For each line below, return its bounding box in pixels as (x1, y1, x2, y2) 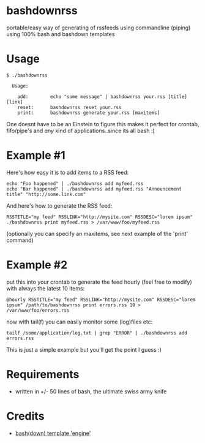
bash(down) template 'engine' (15, 430, 91, 437)
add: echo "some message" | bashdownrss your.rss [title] (17, 93, 188, 100)
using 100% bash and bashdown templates (6, 30, 115, 37)
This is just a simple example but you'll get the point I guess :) (6, 346, 162, 353)
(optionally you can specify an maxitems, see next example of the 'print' (6, 230, 188, 237)
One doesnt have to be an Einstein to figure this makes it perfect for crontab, (6, 120, 199, 127)
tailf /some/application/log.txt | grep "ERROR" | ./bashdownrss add (6, 330, 188, 336)
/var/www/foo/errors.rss (6, 307, 70, 313)
